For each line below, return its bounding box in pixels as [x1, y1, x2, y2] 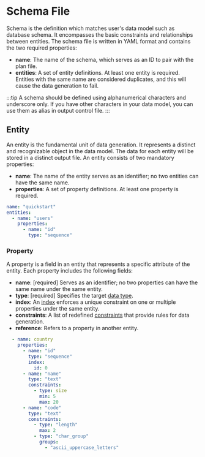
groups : [39, 439, 59, 445]
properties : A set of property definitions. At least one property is [15, 185, 179, 192]
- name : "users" [12, 215, 53, 221]
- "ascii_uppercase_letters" [45, 444, 119, 451]
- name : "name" [22, 371, 62, 377]
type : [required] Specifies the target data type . [15, 292, 133, 300]
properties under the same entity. [15, 305, 100, 312]
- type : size [33, 388, 67, 394]
